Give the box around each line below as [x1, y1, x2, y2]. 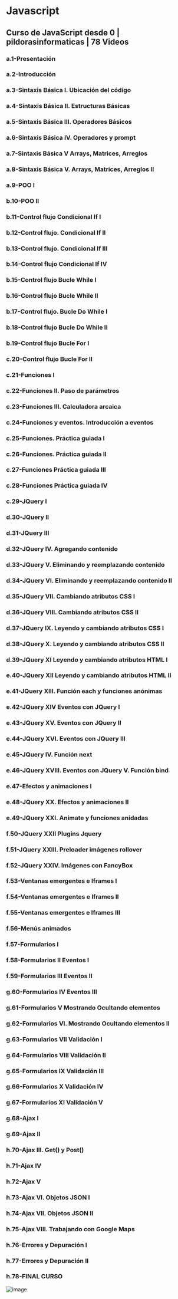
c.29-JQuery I [6, 497, 47, 505]
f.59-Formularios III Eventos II [6, 972, 93, 980]
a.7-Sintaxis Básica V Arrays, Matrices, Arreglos [6, 149, 148, 157]
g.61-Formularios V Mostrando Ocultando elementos [6, 1004, 160, 1012]
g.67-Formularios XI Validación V [6, 1099, 103, 1107]
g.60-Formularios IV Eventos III [6, 988, 97, 996]
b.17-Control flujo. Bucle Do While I [6, 308, 108, 316]
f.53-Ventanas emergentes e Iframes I [6, 877, 117, 885]
